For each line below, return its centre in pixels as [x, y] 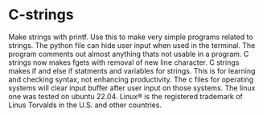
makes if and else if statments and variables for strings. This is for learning [132, 70]
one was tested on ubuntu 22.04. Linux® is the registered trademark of [126, 96]
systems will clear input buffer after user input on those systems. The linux [132, 88]
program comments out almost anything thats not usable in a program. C [129, 54]
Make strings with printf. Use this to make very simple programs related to [131, 37]
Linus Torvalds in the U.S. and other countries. [85, 105]
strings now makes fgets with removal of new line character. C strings [124, 62]
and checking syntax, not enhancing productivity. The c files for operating [131, 79]
